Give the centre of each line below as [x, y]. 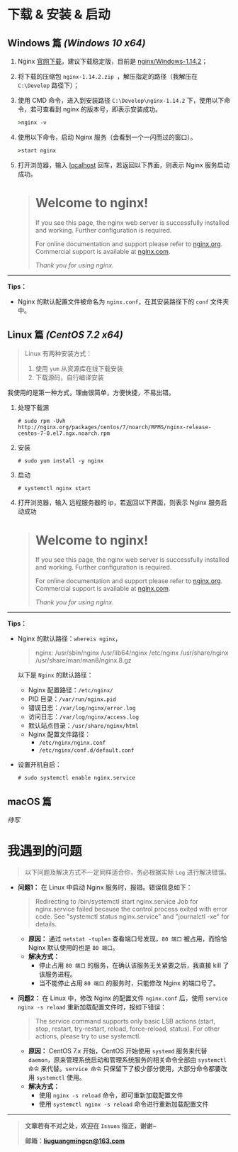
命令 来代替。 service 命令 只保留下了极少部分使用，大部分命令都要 [125, 1069]
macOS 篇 [29, 801]
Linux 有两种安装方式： [58, 353]
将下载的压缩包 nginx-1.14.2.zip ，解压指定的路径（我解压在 [108, 76]
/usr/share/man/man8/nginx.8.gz [84, 660]
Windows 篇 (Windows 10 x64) [76, 43]
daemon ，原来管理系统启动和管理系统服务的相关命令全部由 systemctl [127, 1060]
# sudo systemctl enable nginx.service [76, 778]
